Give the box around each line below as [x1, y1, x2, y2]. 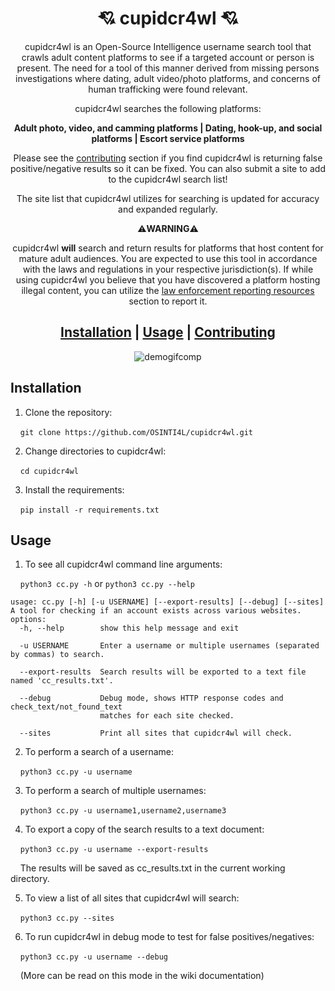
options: [10, 615, 47, 625]
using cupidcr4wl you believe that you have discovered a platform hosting [15, 273, 321, 286]
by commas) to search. [10, 650, 105, 660]
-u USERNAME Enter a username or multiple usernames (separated [19, 641, 320, 651]
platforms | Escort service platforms [91, 132, 245, 144]
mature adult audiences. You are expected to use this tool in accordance [18, 252, 318, 264]
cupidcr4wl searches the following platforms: [74, 102, 262, 114]
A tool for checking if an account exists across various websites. [10, 606, 302, 616]
